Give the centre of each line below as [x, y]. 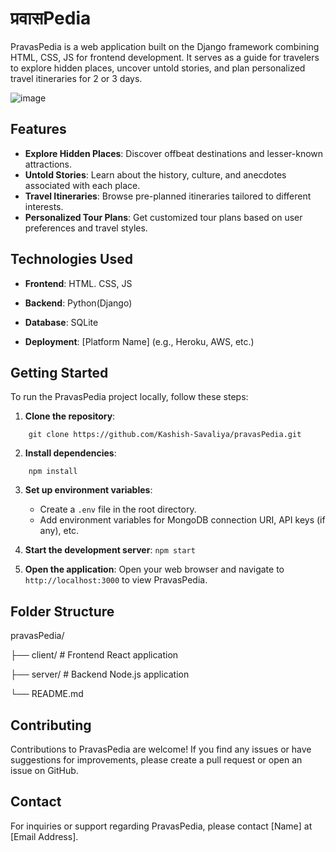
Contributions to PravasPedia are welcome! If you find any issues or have [161, 749]
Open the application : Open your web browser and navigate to [154, 569]
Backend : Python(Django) [78, 303]
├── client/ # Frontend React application [94, 655]
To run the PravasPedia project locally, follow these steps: [129, 397]
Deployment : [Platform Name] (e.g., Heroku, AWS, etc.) [139, 341]
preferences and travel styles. [86, 228]
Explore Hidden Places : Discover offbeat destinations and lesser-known [174, 153]
